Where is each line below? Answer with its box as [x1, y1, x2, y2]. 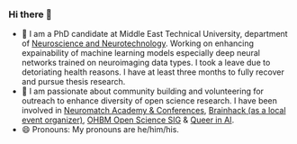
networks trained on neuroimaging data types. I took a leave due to [21, 58, 271, 68]
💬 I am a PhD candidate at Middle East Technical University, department [21, 29, 289, 40]
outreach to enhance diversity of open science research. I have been [21, 95, 278, 106]
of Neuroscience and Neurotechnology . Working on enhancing [21, 38, 254, 49]
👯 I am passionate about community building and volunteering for [21, 85, 265, 97]
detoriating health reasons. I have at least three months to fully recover [21, 67, 284, 77]
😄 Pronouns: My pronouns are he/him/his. [21, 124, 179, 135]
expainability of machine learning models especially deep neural [21, 48, 260, 58]
